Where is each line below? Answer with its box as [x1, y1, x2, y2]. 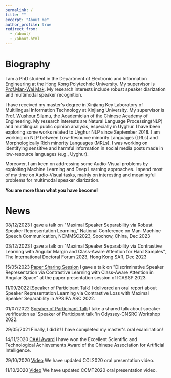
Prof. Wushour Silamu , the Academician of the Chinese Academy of [5, 112, 148, 119]
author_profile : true [5, 22, 52, 27]
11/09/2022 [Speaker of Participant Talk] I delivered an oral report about [5, 285, 157, 291]
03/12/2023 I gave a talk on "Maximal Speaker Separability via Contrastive [5, 242, 162, 249]
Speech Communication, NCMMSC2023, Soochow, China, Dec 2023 [5, 233, 151, 239]
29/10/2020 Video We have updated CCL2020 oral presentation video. [5, 357, 155, 363]
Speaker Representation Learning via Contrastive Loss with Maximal [5, 290, 149, 296]
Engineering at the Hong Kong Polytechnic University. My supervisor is [5, 81, 155, 87]
